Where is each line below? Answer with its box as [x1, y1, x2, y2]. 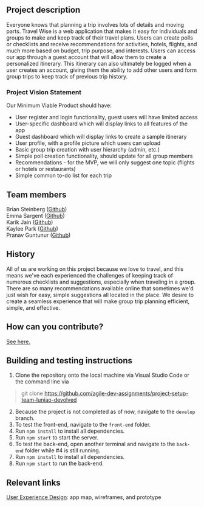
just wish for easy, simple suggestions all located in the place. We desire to [6, 291, 194, 298]
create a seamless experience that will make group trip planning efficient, [6, 298, 190, 305]
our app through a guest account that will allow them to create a [6, 53, 166, 60]
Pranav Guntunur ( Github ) [6, 231, 71, 239]
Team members [6, 189, 67, 200]
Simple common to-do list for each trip [15, 172, 112, 179]
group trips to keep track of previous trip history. [6, 72, 128, 80]
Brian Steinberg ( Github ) [6, 205, 67, 212]
